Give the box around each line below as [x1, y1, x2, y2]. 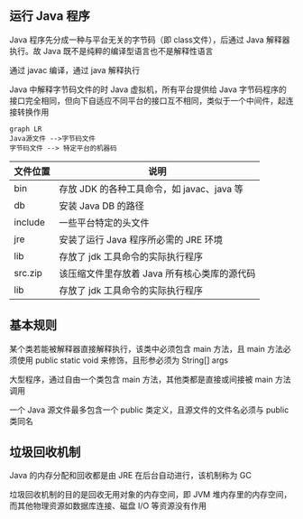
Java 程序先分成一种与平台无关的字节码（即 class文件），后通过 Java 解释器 [9, 34, 290, 45]
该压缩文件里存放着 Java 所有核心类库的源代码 [59, 267, 256, 280]
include [14, 216, 45, 228]
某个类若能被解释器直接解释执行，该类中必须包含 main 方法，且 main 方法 [9, 343, 284, 354]
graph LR [9, 125, 42, 134]
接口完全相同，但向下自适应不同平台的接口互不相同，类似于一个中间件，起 [9, 95, 286, 106]
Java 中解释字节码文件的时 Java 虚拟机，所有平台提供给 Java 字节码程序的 [9, 84, 287, 95]
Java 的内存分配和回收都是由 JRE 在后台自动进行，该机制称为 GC [9, 470, 252, 481]
